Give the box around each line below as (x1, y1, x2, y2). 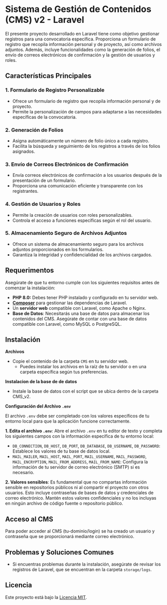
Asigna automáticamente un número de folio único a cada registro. (12, 137, 150, 143)
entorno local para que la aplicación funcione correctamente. (5, 418, 131, 424)
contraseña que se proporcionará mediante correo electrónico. (5, 534, 135, 540)
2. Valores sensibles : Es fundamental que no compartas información (5, 479, 147, 485)
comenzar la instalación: (5, 285, 55, 291)
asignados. (12, 148, 35, 154)
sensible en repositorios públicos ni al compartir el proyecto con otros (5, 485, 149, 491)
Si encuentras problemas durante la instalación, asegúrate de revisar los (12, 561, 161, 568)
